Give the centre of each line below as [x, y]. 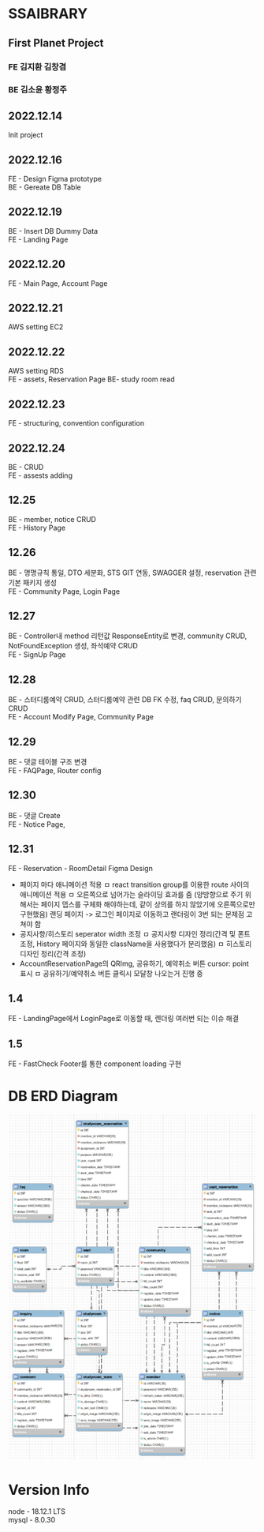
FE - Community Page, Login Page [64, 591]
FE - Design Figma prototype [55, 179]
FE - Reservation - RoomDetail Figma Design [81, 868]
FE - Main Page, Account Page [58, 283]
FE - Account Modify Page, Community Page [81, 717]
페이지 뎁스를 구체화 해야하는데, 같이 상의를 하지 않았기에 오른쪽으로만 [148, 904]
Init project [26, 135]
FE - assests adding [41, 475]
